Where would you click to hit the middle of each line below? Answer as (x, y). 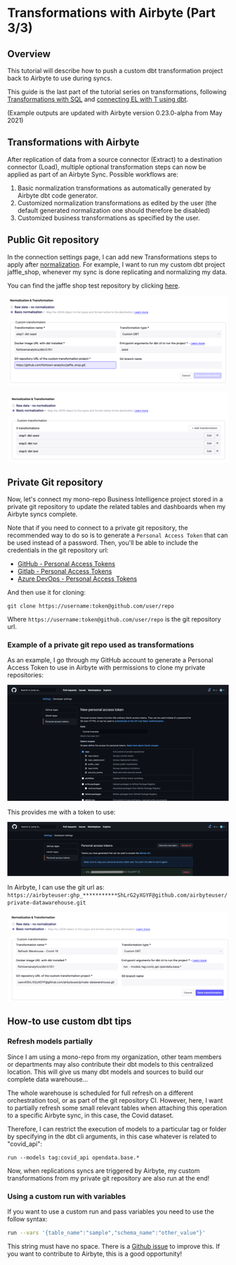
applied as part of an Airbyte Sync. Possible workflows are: (93, 174)
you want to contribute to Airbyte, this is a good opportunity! (95, 1254)
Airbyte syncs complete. (42, 514)
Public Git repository (53, 240)
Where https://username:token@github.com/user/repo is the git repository (114, 619)
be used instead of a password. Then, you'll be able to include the (103, 543)
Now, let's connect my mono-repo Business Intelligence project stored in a (115, 499)
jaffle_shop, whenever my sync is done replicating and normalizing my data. (117, 271)
